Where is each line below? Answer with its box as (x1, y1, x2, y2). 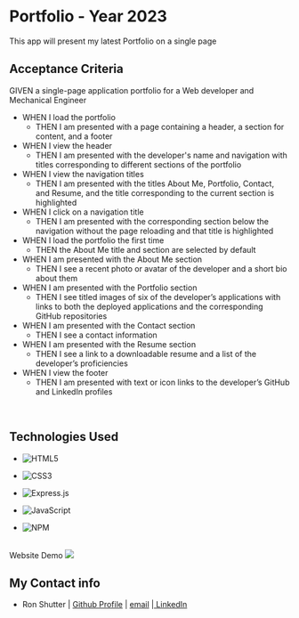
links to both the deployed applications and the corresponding (35, 301, 264, 312)
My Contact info (9, 575, 101, 590)
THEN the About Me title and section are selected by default (35, 244, 256, 255)
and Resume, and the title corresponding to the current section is (35, 187, 274, 198)
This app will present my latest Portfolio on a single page (9, 36, 217, 46)
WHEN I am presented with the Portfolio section (21, 282, 198, 293)
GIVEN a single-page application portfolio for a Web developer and (9, 85, 255, 95)
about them (35, 272, 78, 283)
